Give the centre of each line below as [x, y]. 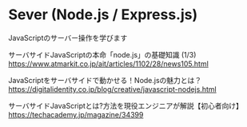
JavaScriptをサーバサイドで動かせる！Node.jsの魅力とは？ [105, 80]
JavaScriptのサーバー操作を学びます [68, 38]
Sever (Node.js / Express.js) [103, 15]
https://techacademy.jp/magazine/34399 [76, 114]
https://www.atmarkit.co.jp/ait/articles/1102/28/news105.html [109, 63]
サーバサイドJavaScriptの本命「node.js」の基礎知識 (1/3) [102, 54]
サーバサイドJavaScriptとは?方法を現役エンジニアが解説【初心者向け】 [126, 105]
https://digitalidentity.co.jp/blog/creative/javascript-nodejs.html [113, 89]
